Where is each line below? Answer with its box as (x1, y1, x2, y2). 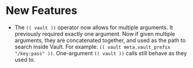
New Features (5, 4, 77, 18)
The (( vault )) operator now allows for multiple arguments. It (14, 24, 173, 31)
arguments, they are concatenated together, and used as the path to (14, 36, 186, 44)
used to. (14, 56, 36, 63)
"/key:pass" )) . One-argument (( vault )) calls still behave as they (14, 49, 187, 56)
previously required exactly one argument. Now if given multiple (14, 30, 175, 37)
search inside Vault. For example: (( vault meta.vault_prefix (14, 43, 171, 50)
